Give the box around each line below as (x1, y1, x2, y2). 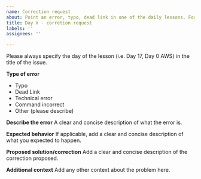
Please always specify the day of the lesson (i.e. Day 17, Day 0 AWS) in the (6, 53, 190, 60)
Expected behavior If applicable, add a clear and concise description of (6, 131, 184, 138)
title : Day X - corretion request (6, 20, 93, 26)
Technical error (14, 95, 53, 102)
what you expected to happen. (6, 137, 82, 144)
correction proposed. (6, 155, 59, 162)
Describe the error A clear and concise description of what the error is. (6, 119, 182, 126)
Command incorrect (14, 101, 65, 108)
